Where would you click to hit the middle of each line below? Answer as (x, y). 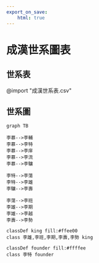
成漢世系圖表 (39, 50)
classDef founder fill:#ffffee (46, 248)
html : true (31, 18)
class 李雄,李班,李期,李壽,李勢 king (50, 238)
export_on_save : (27, 12)
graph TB (17, 126)
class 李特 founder (30, 255)
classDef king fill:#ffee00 (42, 231)
